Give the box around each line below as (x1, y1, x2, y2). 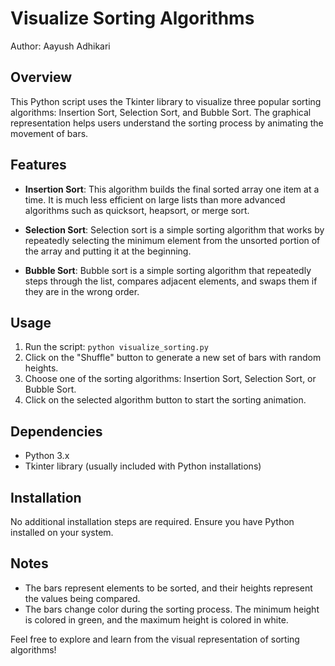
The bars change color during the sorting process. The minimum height (24, 603, 320, 615)
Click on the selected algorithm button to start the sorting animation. (24, 394, 307, 406)
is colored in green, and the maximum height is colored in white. (24, 613, 289, 626)
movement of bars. (10, 127, 89, 139)
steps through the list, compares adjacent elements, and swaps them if (24, 275, 318, 287)
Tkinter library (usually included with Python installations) (24, 460, 262, 472)
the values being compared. (24, 592, 141, 604)
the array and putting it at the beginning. (24, 245, 192, 257)
